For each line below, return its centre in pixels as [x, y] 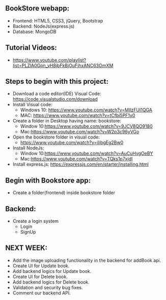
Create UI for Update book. [41, 266]
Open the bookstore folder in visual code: [56, 137]
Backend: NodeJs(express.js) [44, 26]
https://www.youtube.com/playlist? [49, 60]
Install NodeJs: [28, 148]
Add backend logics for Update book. [52, 271]
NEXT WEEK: [26, 248]
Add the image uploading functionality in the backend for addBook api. [87, 260]
